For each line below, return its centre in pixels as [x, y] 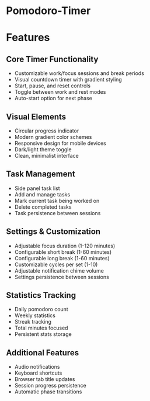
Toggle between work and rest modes [60, 92]
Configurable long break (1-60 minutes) [62, 258]
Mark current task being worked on [57, 200]
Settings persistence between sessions [62, 277]
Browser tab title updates [45, 379]
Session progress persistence [50, 386]
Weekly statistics [35, 315]
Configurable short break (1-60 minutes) [63, 252]
